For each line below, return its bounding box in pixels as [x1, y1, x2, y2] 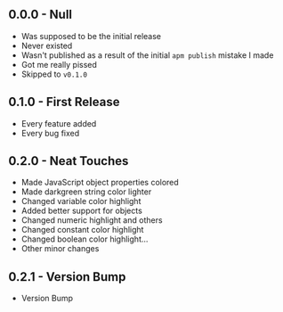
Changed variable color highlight [20, 196, 141, 207]
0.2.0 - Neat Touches [8, 153, 129, 168]
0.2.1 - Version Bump [8, 269, 126, 284]
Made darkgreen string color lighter [20, 186, 152, 197]
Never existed [20, 40, 73, 51]
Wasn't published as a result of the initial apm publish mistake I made [20, 49, 274, 61]
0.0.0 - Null [8, 7, 73, 22]
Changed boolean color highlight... [20, 234, 149, 244]
